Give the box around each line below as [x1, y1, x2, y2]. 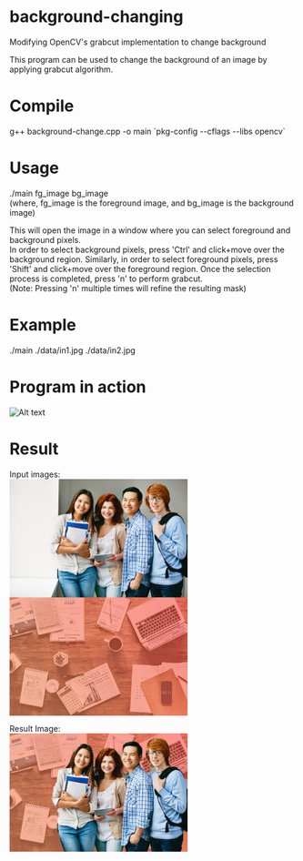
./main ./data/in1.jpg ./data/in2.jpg [9, 344, 136, 356]
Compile [9, 96, 75, 116]
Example [9, 315, 76, 335]
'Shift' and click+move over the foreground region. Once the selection [9, 263, 271, 274]
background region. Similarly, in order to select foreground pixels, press [9, 253, 278, 265]
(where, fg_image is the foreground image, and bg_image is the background [9, 198, 294, 208]
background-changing [9, 6, 184, 27]
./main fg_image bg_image [9, 187, 109, 198]
